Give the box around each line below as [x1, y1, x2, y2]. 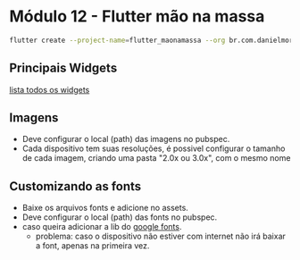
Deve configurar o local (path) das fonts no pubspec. [21, 212, 218, 222]
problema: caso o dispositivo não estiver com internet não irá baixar [35, 231, 286, 242]
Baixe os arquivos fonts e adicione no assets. [21, 203, 189, 214]
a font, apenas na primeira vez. [35, 240, 150, 251]
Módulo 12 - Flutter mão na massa [9, 6, 265, 27]
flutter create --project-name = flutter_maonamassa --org [9, 36, 226, 45]
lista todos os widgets [9, 84, 90, 95]
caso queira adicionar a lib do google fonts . [21, 222, 182, 232]
